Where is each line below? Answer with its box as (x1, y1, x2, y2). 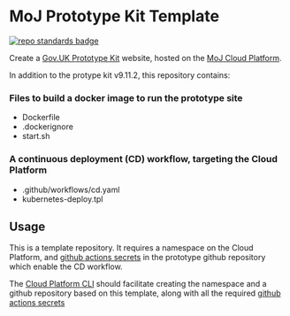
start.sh (21, 131, 50, 142)
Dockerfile (21, 112, 60, 123)
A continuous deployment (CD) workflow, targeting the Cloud (9, 153, 279, 166)
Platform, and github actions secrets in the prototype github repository (9, 252, 266, 263)
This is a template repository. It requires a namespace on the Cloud (9, 243, 254, 253)
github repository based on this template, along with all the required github (9, 288, 281, 298)
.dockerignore (21, 121, 73, 132)
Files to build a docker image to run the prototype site (9, 91, 243, 104)
